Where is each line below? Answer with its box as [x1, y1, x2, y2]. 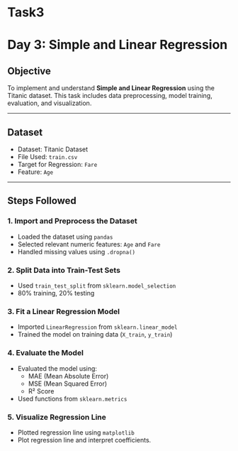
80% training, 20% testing [17, 288, 95, 297]
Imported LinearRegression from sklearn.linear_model [17, 322, 178, 331]
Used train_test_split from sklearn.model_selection [17, 281, 176, 290]
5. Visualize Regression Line [7, 412, 106, 422]
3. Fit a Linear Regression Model [7, 306, 120, 316]
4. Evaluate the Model [7, 348, 84, 358]
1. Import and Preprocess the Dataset [7, 216, 137, 226]
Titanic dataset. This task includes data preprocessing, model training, [7, 92, 212, 100]
